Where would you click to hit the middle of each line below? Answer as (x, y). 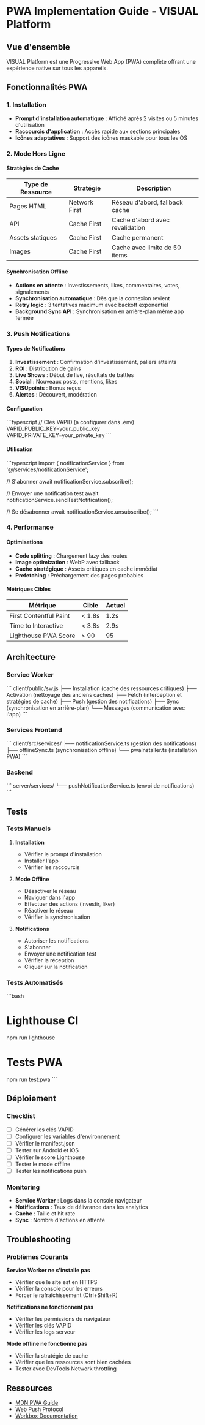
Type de (36, 184)
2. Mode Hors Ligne (36, 153)
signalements (32, 292)
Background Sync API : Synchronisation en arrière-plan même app (99, 311)
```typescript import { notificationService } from (66, 463)
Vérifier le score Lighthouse (50, 1157)
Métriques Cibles (29, 589)
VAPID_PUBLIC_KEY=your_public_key (53, 429)
